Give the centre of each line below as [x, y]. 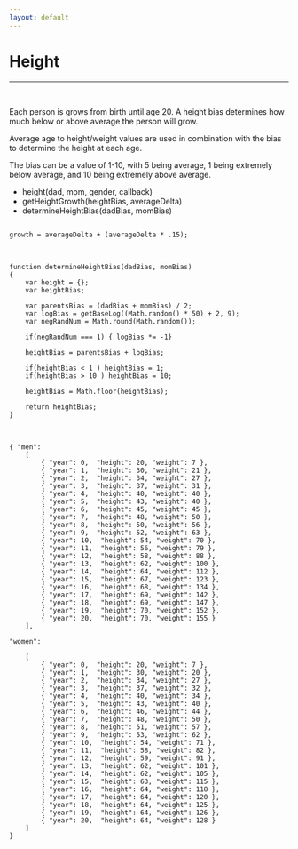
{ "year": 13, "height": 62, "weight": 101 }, [130, 765]
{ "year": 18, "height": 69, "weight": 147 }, [130, 602]
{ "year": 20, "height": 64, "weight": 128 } [129, 820]
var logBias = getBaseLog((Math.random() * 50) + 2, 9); [133, 313]
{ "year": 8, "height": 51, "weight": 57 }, [127, 727]
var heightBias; [55, 290]
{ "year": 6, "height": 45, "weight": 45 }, [127, 509]
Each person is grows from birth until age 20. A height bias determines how [147, 111]
